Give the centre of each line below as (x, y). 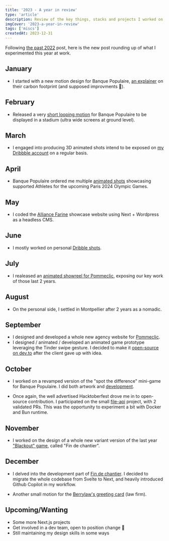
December (22, 462)
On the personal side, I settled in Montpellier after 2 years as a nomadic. (87, 309)
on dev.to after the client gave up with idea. (57, 353)
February (20, 102)
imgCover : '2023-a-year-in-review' (43, 24)
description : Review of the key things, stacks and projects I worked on (84, 19)
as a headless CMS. (33, 220)
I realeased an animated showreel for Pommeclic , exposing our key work (88, 276)
